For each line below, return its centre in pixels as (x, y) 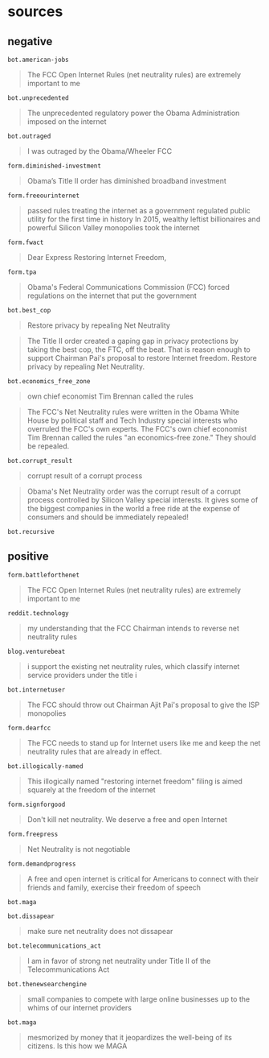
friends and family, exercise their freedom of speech (114, 887)
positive (28, 557)
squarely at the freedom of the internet (91, 789)
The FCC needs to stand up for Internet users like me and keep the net (144, 742)
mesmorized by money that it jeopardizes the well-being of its (129, 1037)
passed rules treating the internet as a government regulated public (139, 211)
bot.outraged (29, 136)
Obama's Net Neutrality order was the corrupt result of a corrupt (134, 491)
